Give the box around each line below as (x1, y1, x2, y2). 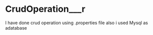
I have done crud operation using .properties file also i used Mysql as (5, 20, 148, 26)
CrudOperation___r (5, 3, 86, 15)
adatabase (5, 25, 27, 31)
